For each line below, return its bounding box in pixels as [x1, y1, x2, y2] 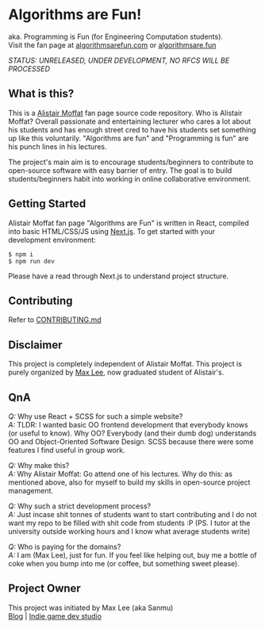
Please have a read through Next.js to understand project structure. [8, 271, 229, 281]
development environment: [8, 235, 97, 244]
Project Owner [8, 581, 81, 596]
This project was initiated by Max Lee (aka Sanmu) [8, 603, 174, 612]
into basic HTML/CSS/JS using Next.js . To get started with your [8, 226, 216, 236]
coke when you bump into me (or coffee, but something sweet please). [8, 559, 240, 568]
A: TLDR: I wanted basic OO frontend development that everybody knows [8, 420, 248, 429]
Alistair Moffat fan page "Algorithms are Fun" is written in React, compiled [8, 218, 249, 228]
